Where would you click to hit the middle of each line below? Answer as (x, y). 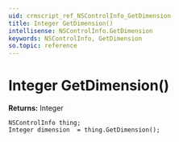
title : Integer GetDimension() (61, 23)
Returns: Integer (36, 108)
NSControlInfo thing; (45, 123)
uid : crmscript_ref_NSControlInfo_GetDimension (90, 16)
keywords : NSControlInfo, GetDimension (75, 38)
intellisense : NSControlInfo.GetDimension (81, 31)
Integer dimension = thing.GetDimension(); (84, 130)
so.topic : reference (43, 46)
